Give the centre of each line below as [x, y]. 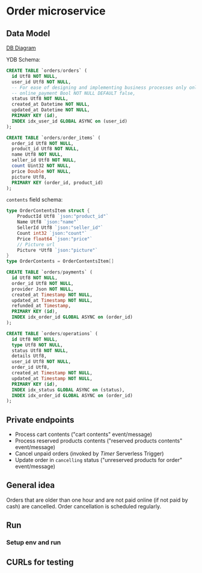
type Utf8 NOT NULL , [37, 345]
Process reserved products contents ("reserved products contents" [99, 441]
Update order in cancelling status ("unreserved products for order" [99, 460]
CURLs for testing [40, 562]
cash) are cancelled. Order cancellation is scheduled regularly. [84, 506]
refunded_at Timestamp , [41, 306]
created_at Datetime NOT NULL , [51, 104]
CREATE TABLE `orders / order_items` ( [54, 138]
